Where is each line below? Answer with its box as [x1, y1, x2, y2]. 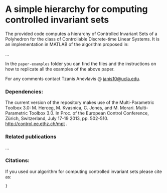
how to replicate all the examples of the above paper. [5, 66, 115, 72]
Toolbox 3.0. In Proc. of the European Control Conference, [29, 110, 149, 116]
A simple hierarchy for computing [5, 3, 148, 15]
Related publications [5, 133, 57, 140]
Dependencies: [5, 88, 44, 95]
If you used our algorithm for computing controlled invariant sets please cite [5, 168, 162, 174]
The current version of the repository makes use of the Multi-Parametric [5, 99, 154, 105]
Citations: [5, 157, 30, 164]
